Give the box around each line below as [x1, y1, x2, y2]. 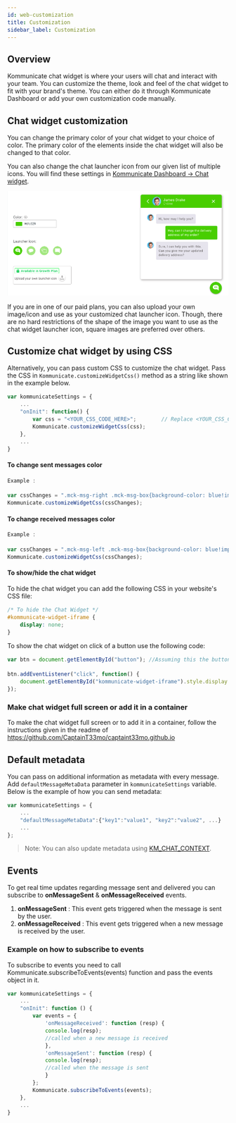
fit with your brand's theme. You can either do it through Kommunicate [7, 87, 211, 95]
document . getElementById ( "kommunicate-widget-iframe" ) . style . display [20, 678, 228, 685]
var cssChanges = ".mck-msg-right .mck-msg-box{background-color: [7, 492, 206, 500]
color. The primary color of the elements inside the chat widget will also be [7, 141, 223, 149]
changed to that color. [7, 149, 72, 156]
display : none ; [20, 621, 65, 628]
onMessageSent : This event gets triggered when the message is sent [17, 905, 223, 913]
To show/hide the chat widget [7, 569, 96, 577]
